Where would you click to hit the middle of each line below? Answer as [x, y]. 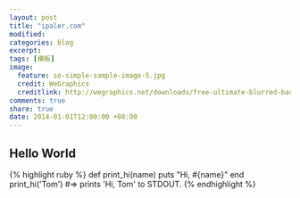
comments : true [37, 100]
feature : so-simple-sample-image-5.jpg [92, 76]
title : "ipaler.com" [48, 26]
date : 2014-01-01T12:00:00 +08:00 [74, 117]
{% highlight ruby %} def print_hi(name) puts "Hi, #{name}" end [127, 174]
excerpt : [25, 51]
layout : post [33, 17]
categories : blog [42, 42]
